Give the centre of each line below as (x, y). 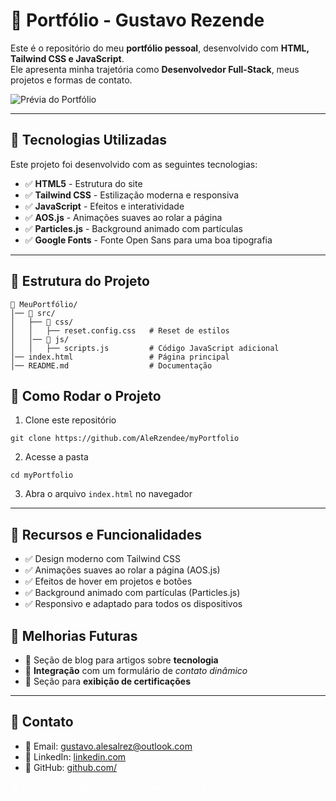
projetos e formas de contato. (71, 80)
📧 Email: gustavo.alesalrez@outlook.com (108, 746)
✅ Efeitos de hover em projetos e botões (108, 581)
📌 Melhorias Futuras (74, 635)
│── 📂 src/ (33, 313)
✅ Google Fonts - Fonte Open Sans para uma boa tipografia (148, 240)
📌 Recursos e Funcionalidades (106, 534)
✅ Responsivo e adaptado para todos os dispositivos (133, 604)
